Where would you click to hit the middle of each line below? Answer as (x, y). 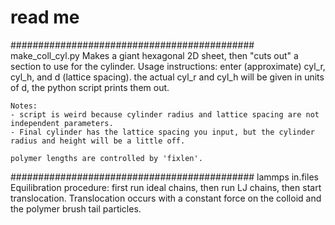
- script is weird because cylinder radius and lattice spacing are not (165, 114)
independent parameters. (62, 123)
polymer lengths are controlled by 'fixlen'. (106, 158)
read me (45, 17)
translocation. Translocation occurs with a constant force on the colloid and (166, 198)
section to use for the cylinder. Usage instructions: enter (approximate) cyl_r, (168, 66)
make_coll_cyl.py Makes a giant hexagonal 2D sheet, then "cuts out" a (154, 55)
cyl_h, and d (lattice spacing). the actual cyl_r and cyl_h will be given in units (167, 77)
